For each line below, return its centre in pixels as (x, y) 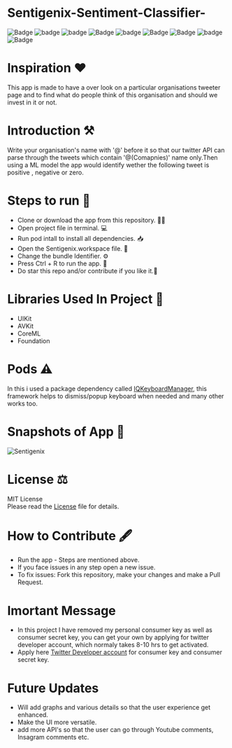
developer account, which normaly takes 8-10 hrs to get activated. (113, 645)
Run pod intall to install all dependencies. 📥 (80, 238)
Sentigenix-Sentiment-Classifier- (107, 13)
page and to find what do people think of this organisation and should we (113, 95)
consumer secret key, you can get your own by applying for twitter (113, 637)
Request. (30, 582)
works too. (23, 403)
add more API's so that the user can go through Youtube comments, (115, 730)
